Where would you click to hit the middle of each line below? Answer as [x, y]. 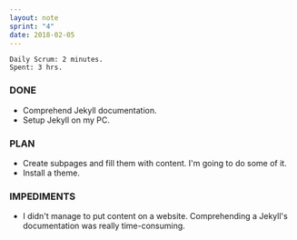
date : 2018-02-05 [42, 35]
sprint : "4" [32, 26]
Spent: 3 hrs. [36, 68]
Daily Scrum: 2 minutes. [56, 60]
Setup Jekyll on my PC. [66, 120]
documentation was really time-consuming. [104, 226]
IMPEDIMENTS [42, 196]
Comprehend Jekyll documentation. [89, 110]
